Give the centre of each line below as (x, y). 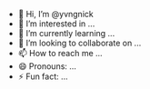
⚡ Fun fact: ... (43, 76)
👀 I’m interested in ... (56, 24)
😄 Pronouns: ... (47, 66)
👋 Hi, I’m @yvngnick (55, 14)
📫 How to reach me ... (60, 53)
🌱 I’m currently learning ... (66, 33)
